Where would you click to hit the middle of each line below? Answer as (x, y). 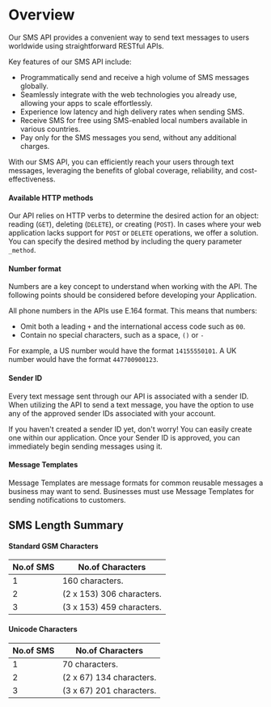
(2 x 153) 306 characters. (112, 594)
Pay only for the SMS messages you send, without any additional (128, 137)
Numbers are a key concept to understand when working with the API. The (133, 287)
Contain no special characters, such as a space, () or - (112, 335)
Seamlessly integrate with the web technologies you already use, (128, 94)
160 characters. (93, 581)
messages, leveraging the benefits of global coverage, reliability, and (123, 170)
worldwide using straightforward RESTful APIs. (86, 45)
